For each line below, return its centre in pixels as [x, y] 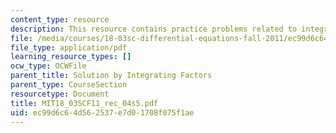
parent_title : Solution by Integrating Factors [111, 76]
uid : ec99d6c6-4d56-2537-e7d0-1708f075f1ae [102, 112]
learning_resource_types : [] [71, 57]
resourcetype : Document [60, 94]
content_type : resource [60, 19]
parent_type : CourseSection [69, 85]
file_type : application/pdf [69, 47]
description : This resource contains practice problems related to [154, 29]
